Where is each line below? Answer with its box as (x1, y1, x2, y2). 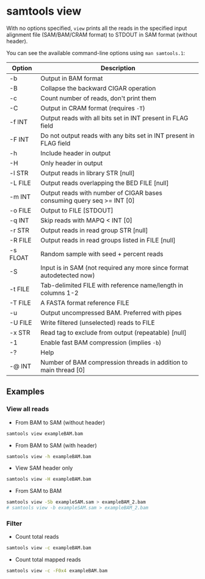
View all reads (6, 405, 49, 413)
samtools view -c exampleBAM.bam (6, 545, 92, 551)
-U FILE (9, 318, 32, 327)
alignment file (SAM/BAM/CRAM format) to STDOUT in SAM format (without (6, 31, 197, 38)
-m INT (9, 192, 31, 201)
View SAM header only (15, 464, 73, 472)
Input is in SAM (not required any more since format (40, 263, 189, 272)
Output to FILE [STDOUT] (40, 206, 113, 214)
